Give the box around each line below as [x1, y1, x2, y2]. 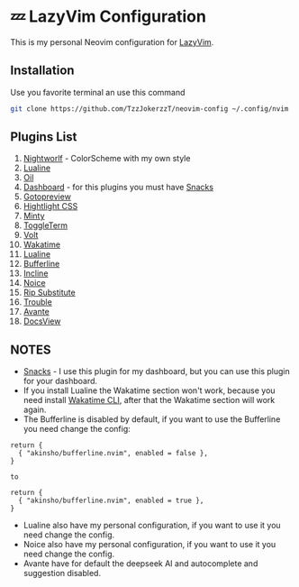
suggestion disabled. [23, 568, 102, 579]
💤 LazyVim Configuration [10, 6, 206, 27]
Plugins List [10, 129, 77, 145]
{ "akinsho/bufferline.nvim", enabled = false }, [18, 449, 208, 458]
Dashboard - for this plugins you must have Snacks [23, 182, 214, 193]
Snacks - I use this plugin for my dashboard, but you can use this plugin [23, 366, 291, 377]
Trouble [23, 297, 52, 307]
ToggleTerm [23, 220, 68, 231]
